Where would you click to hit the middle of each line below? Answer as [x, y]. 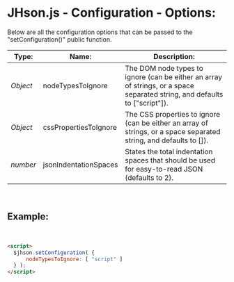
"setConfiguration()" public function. [60, 39]
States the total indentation [169, 151]
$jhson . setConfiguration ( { [54, 252]
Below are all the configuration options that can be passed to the [100, 32]
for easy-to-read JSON [164, 169]
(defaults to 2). [149, 177]
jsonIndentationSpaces [80, 165]
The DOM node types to [164, 68]
